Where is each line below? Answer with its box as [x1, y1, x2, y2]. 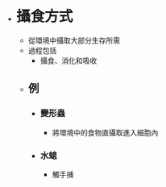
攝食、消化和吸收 [39, 56, 98, 65]
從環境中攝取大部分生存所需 [27, 35, 121, 45]
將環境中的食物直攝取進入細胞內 [52, 127, 159, 137]
